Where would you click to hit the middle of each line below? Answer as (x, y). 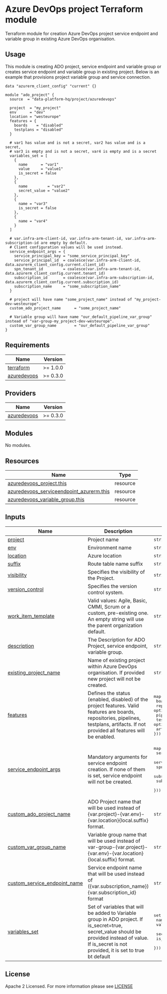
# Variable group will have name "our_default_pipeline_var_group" (81, 317)
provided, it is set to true (116, 950)
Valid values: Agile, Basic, (118, 600)
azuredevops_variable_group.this (46, 499)
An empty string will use (116, 619)
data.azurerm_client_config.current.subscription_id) (62, 282)
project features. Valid (113, 706)
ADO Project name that (115, 801)
